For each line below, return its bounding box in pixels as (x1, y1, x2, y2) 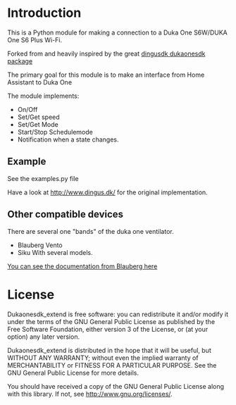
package (7, 56, 33, 65)
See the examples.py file (7, 174, 79, 182)
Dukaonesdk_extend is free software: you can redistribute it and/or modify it (7, 310, 229, 318)
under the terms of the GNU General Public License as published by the (7, 317, 216, 325)
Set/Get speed (17, 113, 60, 121)
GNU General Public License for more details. (7, 368, 139, 377)
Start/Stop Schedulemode (17, 127, 93, 136)
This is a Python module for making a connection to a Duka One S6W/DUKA (7, 28, 228, 37)
